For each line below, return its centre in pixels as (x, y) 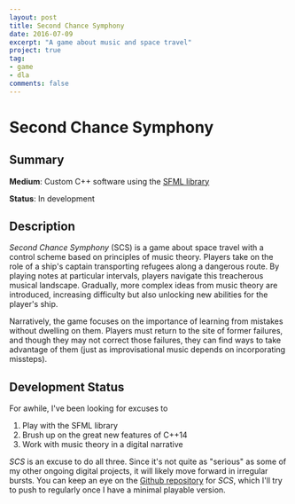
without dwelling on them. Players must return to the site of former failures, (146, 331)
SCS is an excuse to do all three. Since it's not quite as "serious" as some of (147, 461)
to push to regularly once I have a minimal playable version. (117, 490)
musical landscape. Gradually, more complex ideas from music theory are (144, 286)
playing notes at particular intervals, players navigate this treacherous (136, 276)
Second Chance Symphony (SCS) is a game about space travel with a (136, 248)
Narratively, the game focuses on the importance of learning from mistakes (146, 321)
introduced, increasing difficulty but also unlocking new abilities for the (139, 295)
